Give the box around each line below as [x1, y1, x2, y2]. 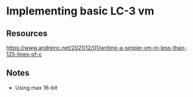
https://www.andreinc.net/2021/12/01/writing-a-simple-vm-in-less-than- [6, 44, 187, 51]
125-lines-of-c [6, 51, 42, 58]
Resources [6, 28, 48, 39]
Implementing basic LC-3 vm [6, 4, 154, 18]
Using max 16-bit [15, 84, 57, 91]
